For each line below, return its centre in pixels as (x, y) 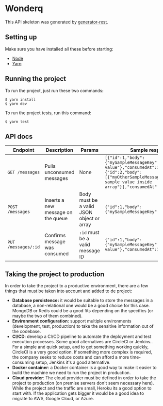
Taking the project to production (55, 274)
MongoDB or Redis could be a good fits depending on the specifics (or (83, 311)
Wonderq (24, 9)
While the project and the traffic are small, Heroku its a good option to (82, 388)
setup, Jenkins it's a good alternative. (73, 362)
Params (90, 150)
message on (58, 212)
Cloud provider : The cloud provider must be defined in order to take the (84, 378)
